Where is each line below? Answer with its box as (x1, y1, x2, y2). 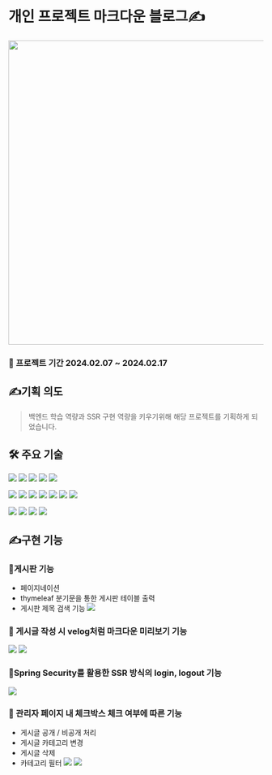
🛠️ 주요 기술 (8, 448, 63, 462)
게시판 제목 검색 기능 (19, 604, 86, 614)
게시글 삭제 (19, 748, 56, 758)
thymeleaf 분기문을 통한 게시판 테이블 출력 (19, 593, 155, 603)
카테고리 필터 (19, 758, 62, 768)
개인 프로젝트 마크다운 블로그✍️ (8, 7, 206, 26)
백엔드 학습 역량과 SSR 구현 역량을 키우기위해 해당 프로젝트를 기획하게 (28, 411, 249, 421)
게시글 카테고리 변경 (19, 738, 83, 747)
